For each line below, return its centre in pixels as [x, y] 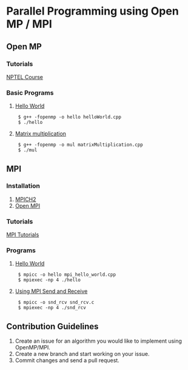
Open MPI [28, 205]
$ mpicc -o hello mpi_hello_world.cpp [67, 275]
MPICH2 [25, 199]
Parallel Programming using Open [92, 11]
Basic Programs [30, 92]
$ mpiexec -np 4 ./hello [49, 280]
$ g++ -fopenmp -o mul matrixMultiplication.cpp [81, 145]
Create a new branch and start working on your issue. [82, 354]
